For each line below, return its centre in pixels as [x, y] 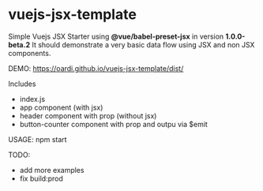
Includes [22, 84]
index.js [32, 99]
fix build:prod [41, 178]
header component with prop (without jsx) [88, 115]
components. [30, 53]
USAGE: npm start [38, 139]
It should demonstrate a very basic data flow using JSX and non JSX [143, 44]
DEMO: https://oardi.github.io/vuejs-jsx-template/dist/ [96, 68]
